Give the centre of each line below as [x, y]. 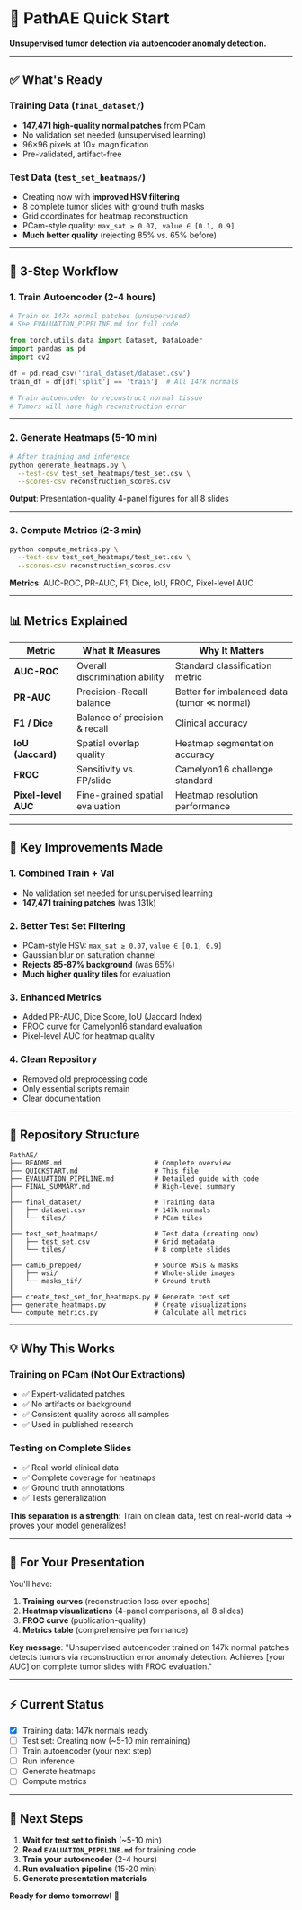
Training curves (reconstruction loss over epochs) [116, 1602]
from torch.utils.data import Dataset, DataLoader [106, 341]
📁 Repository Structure [75, 1134]
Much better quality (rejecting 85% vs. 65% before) [120, 235]
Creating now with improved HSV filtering [101, 196]
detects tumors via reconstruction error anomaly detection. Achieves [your [147, 1657]
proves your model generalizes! [68, 1526]
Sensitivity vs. [106, 770]
